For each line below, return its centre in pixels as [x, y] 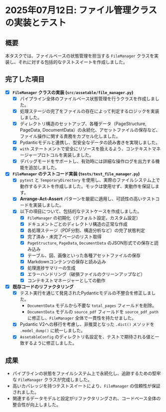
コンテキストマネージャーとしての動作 [66, 280]
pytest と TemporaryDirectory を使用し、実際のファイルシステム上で [90, 180]
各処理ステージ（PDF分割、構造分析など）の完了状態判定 [86, 230]
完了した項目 [25, 79]
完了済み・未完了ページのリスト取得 [65, 236]
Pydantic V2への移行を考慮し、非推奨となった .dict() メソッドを [87, 324]
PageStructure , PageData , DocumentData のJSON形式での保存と [91, 243]
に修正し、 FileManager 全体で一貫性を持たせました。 [82, 318]
